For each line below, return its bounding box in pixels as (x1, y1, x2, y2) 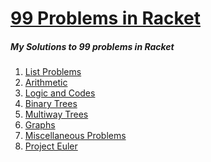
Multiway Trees (24, 108, 89, 121)
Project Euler (24, 140, 78, 152)
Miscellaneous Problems (24, 130, 127, 142)
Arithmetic (24, 77, 68, 89)
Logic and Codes (24, 87, 96, 99)
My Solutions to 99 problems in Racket (10, 40, 175, 52)
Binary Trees (24, 98, 78, 110)
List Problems (24, 66, 82, 78)
